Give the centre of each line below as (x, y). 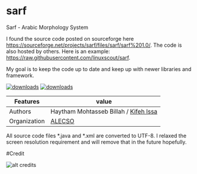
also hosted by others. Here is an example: (58, 51)
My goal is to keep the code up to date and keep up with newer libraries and (99, 69)
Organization (27, 121)
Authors (20, 111)
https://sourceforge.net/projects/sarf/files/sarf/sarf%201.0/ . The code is (94, 45)
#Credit (15, 153)
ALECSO (62, 121)
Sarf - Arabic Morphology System (47, 27)
